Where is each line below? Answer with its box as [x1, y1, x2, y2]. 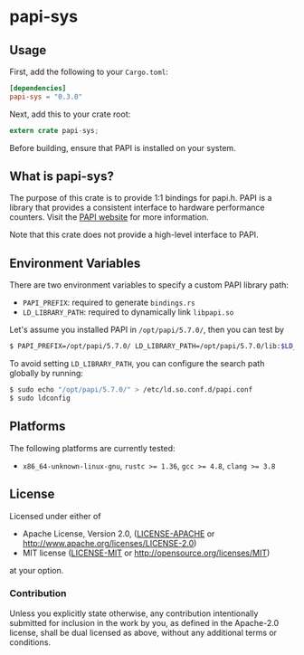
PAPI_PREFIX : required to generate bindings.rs [22, 297, 196, 309]
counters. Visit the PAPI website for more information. [9, 212, 210, 223]
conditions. [9, 636, 52, 648]
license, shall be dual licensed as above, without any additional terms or [9, 627, 278, 638]
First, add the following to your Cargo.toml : [9, 66, 169, 77]
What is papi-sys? [9, 169, 115, 185]
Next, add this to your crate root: [9, 109, 131, 119]
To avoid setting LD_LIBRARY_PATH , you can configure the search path [9, 358, 265, 369]
